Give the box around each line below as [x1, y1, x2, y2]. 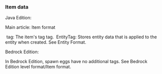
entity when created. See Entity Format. [5, 39, 86, 45]
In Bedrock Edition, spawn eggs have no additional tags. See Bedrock [5, 59, 148, 65]
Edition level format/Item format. [5, 64, 71, 70]
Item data [5, 3, 29, 10]
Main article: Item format [5, 24, 56, 30]
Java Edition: [5, 15, 32, 21]
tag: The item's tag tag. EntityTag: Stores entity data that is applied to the [6, 34, 158, 40]
